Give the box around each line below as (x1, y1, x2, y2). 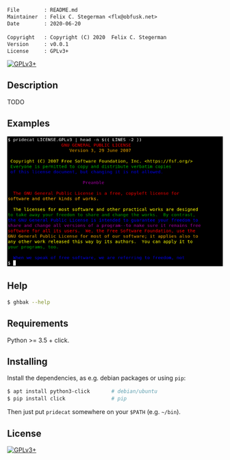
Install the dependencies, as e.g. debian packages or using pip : (7, 374, 186, 383)
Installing (7, 356, 48, 367)
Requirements (7, 318, 68, 330)
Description (7, 80, 58, 91)
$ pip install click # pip (7, 396, 127, 402)
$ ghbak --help (7, 298, 51, 306)
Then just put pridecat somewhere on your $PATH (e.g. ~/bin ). (7, 408, 181, 416)
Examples (7, 118, 50, 130)
